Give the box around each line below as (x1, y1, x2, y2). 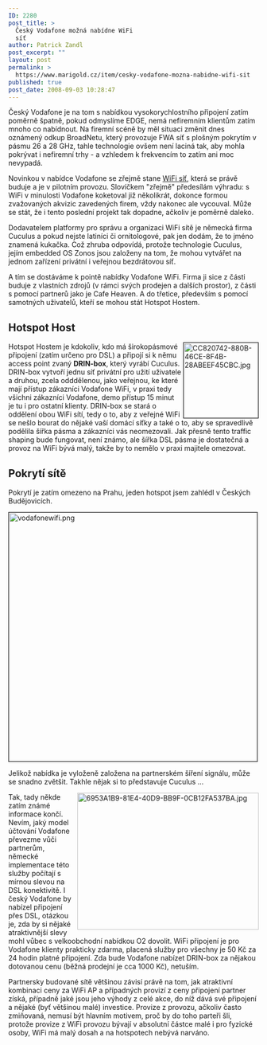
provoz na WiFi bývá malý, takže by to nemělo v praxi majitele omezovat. (8, 444, 246, 453)
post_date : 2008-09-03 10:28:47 (8, 85, 115, 94)
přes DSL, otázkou (8, 911, 69, 920)
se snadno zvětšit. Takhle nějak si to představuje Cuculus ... (8, 777, 204, 786)
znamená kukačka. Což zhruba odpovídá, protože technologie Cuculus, (8, 240, 242, 249)
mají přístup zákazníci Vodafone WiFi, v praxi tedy (8, 384, 172, 394)
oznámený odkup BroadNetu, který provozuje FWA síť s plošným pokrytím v (8, 133, 257, 143)
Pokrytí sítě (8, 467, 67, 480)
